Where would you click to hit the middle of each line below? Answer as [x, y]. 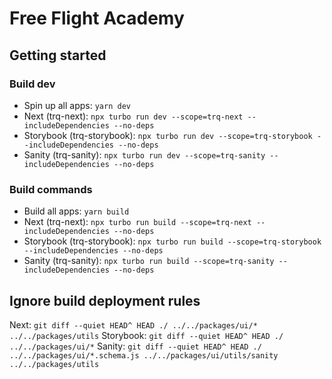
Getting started [58, 55]
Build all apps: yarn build [76, 211]
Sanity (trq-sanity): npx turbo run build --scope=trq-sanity [149, 261]
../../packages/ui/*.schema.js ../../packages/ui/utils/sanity [144, 355]
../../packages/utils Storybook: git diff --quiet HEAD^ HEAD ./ [146, 335]
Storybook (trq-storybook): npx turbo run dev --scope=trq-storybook [168, 135]
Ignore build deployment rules [105, 300]
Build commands [51, 189]
